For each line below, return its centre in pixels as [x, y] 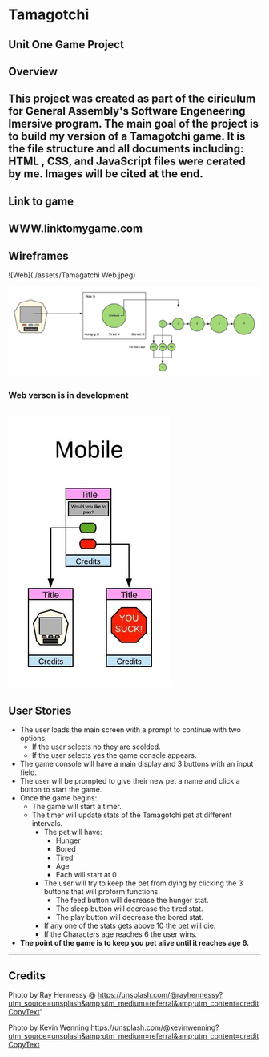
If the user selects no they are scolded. [96, 747]
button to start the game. [61, 790]
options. [33, 739]
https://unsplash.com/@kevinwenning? [155, 1027]
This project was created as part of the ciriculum [132, 99]
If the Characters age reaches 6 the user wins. [120, 934]
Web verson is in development [68, 395]
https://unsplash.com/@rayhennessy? [160, 995]
